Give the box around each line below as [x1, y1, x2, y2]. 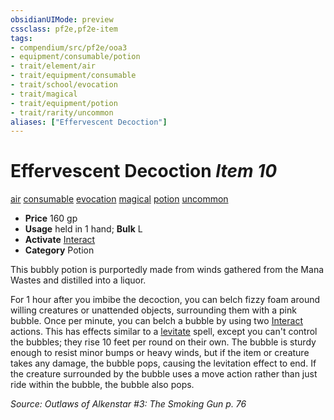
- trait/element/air [10, 61, 97, 71]
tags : [10, 33, 33, 43]
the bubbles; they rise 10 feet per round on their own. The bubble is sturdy [10, 336, 317, 348]
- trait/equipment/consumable [10, 71, 137, 81]
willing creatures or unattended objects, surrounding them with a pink [10, 304, 297, 316]
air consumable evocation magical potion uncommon [10, 193, 229, 205]
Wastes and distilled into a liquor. [10, 274, 147, 286]
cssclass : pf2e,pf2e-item [10, 24, 118, 34]
